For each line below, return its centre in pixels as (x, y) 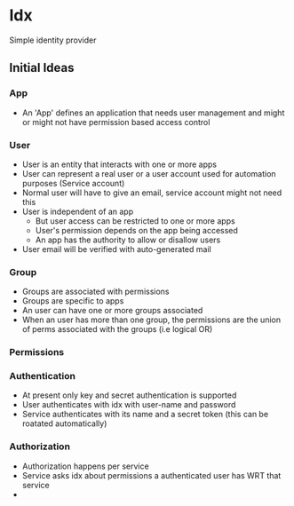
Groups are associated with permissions (95, 292)
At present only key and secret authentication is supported (129, 395)
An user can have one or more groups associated (112, 311)
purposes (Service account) (73, 183)
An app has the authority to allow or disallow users (128, 240)
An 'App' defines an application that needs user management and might (153, 113)
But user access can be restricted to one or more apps (135, 221)
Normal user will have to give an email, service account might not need (152, 193)
